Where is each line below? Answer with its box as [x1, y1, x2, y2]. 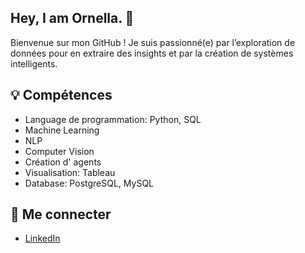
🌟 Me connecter [10, 206, 112, 223]
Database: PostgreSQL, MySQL [24, 177, 155, 189]
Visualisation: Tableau [24, 166, 116, 178]
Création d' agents [24, 156, 102, 168]
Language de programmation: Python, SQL [24, 113, 202, 125]
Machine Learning [24, 124, 100, 136]
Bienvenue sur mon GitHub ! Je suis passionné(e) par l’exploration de [10, 36, 296, 48]
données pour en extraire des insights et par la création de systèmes [10, 47, 294, 59]
